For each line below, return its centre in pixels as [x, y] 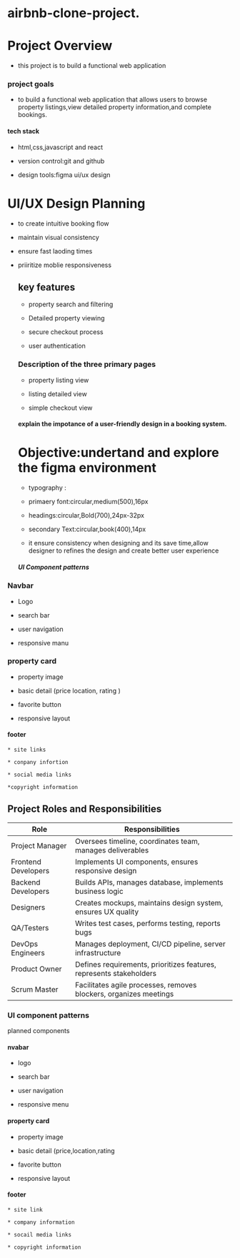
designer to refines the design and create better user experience [124, 550]
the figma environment [87, 468]
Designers [28, 907]
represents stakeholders [116, 973]
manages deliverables [112, 850]
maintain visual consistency [59, 237]
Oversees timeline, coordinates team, [137, 841]
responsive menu [43, 1104]
